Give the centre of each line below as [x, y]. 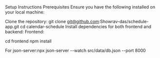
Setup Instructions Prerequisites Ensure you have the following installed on [80, 7]
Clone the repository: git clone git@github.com [52, 22]
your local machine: [25, 12]
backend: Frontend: [25, 32]
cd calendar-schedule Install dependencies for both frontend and [86, 27]
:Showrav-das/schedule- [124, 22]
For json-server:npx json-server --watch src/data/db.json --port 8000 [76, 51]
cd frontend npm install [29, 41]
